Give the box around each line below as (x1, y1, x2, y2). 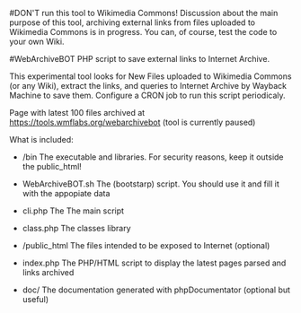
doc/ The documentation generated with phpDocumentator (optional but (22, 284, 290, 295)
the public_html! (22, 161, 83, 171)
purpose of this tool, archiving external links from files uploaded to (9, 17, 256, 28)
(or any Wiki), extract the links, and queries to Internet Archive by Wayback (9, 81, 288, 91)
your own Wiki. (9, 36, 65, 47)
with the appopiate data (22, 188, 111, 198)
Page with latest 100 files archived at (9, 108, 146, 117)
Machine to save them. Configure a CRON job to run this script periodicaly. (9, 90, 286, 100)
